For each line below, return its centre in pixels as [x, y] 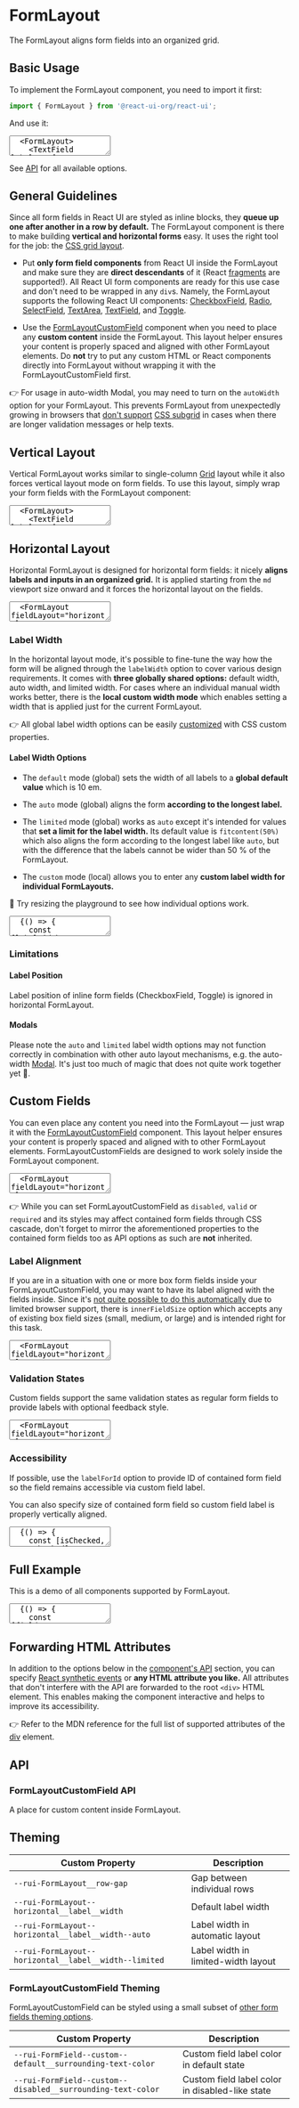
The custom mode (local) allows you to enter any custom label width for [154, 876]
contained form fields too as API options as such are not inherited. [131, 1238]
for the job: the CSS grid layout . [67, 246]
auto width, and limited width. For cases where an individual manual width [145, 688]
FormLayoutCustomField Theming [85, 1988]
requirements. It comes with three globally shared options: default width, [145, 679]
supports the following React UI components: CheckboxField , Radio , [147, 301]
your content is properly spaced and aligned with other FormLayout [145, 346]
